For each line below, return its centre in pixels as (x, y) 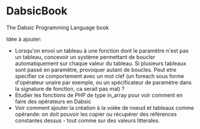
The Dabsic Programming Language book (57, 27)
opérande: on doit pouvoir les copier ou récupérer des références (96, 114)
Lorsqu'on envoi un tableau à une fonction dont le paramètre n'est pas (101, 50)
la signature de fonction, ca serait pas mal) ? (69, 88)
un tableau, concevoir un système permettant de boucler (85, 57)
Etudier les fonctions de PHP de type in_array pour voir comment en (99, 95)
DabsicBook (37, 11)
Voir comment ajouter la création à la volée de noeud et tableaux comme (104, 107)
